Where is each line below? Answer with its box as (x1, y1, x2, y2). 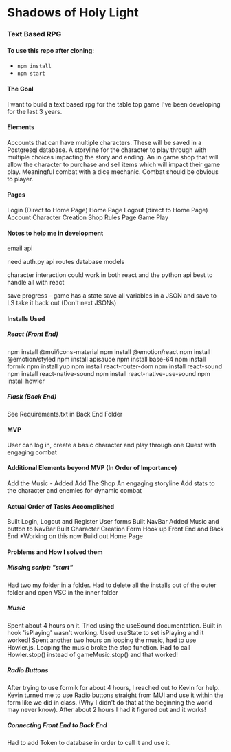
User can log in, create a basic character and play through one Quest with (7, 441, 217, 449)
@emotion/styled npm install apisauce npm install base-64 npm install (7, 355, 206, 363)
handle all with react (7, 278, 65, 287)
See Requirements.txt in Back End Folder (7, 410, 123, 418)
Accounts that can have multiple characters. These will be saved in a (7, 138, 202, 146)
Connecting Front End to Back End (7, 721, 107, 729)
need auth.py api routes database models (7, 258, 125, 266)
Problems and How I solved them (7, 548, 103, 556)
